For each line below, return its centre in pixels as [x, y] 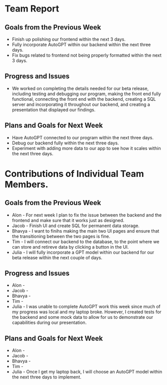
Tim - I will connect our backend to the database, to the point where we [85, 242]
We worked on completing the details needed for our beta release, [80, 88]
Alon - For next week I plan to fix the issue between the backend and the [87, 215]
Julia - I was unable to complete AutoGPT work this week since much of [86, 307]
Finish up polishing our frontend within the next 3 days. [69, 39]
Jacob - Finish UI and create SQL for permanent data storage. [75, 226]
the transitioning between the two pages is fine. [61, 236]
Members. [26, 184]
